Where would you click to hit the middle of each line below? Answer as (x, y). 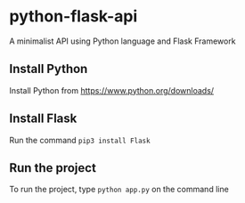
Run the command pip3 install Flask (80, 140)
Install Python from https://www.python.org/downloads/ (112, 90)
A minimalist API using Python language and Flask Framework (122, 41)
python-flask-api (73, 16)
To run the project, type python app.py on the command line (119, 190)
